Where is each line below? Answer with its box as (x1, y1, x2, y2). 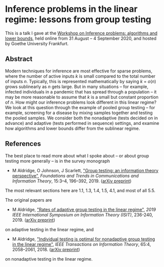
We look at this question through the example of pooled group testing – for (5, 104, 155, 110)
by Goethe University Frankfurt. (5, 40, 69, 46)
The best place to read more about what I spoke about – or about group (5, 152, 149, 158)
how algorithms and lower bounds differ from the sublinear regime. (5, 125, 141, 131)
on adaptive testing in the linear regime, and (5, 226, 94, 232)
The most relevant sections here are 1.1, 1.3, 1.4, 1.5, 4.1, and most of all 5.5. (5, 187, 156, 193)
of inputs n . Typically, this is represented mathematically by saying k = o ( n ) (5, 78, 157, 84)
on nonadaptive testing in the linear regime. (5, 256, 93, 262)
